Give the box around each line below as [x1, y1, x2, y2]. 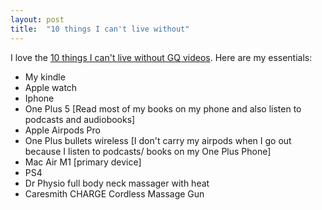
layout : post [10, 14, 65, 25]
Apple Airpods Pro [24, 124, 101, 136]
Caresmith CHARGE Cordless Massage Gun [24, 187, 205, 200]
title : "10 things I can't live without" [10, 24, 190, 34]
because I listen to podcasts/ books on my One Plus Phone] [24, 145, 272, 157]
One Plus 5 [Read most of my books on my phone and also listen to [24, 102, 302, 115]
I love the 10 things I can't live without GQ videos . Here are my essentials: [10, 51, 313, 63]
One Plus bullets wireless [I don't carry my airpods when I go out [24, 134, 292, 146]
